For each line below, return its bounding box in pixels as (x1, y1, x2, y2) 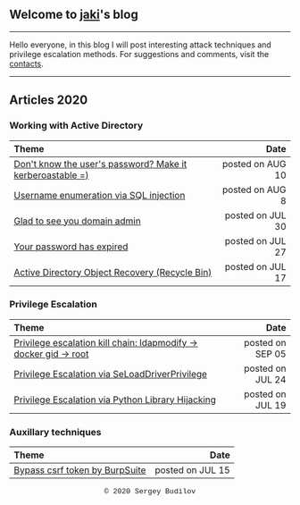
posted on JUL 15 (154, 464, 230, 476)
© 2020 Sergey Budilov (104, 487, 196, 497)
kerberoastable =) (13, 169, 89, 181)
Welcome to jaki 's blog (9, 7, 138, 22)
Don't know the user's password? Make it (13, 157, 187, 170)
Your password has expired (13, 240, 129, 253)
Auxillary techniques (9, 425, 102, 438)
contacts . (9, 58, 45, 69)
